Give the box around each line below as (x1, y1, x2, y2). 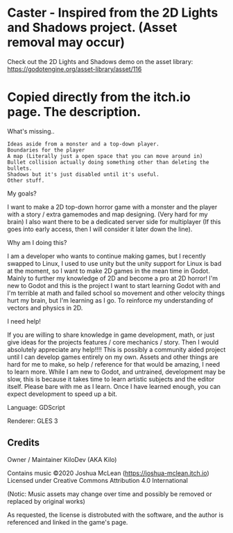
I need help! (7, 317, 42, 325)
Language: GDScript (7, 403, 65, 411)
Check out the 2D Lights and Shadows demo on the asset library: (7, 57, 193, 65)
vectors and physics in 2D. (7, 303, 83, 312)
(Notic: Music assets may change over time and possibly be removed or (7, 489, 213, 498)
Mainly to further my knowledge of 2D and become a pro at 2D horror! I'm (7, 273, 218, 283)
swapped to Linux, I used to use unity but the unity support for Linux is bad (7, 259, 222, 267)
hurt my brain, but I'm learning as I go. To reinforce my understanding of (7, 296, 214, 304)
